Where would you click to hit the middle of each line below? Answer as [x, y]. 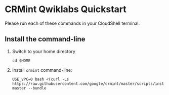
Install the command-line [45, 39]
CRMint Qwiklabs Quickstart [66, 9]
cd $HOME [21, 61]
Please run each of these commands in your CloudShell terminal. [72, 23]
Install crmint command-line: [42, 70]
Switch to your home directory [44, 51]
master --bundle [29, 88]
